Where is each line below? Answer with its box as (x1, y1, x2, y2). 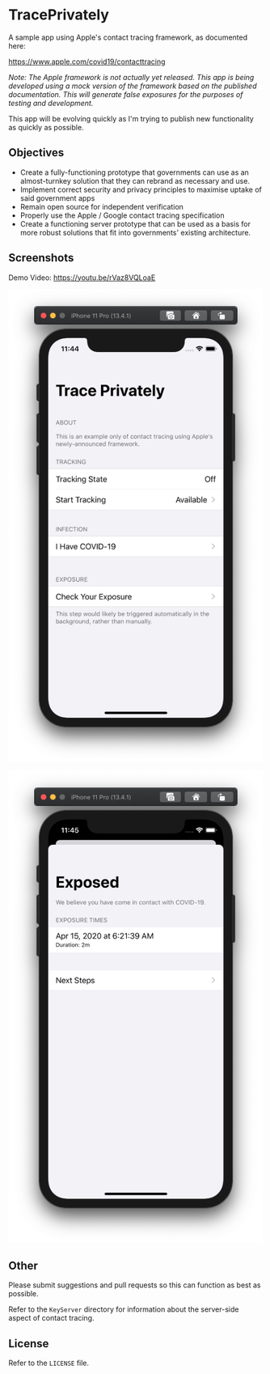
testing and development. (8, 98, 94, 108)
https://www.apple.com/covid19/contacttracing (8, 57, 166, 66)
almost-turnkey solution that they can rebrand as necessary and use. (19, 176, 251, 185)
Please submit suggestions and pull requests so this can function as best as (8, 1280, 261, 1290)
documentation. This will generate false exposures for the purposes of (8, 89, 243, 99)
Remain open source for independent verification (19, 201, 184, 211)
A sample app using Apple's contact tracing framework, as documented (8, 32, 248, 42)
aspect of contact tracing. (8, 1313, 95, 1323)
